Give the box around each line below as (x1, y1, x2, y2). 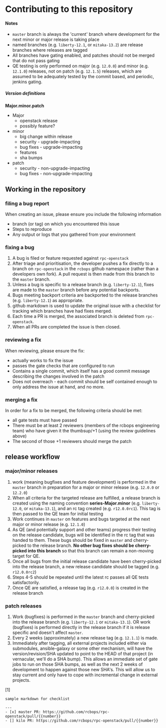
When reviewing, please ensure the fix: (5, 347, 85, 354)
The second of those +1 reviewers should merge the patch (12, 438, 132, 444)
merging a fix (5, 396, 38, 403)
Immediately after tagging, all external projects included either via (12, 640, 146, 646)
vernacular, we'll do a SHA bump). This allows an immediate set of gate (12, 656, 158, 662)
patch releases (5, 602, 42, 609)
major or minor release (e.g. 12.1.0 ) (12, 521, 86, 527)
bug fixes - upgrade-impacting (19, 144, 83, 150)
